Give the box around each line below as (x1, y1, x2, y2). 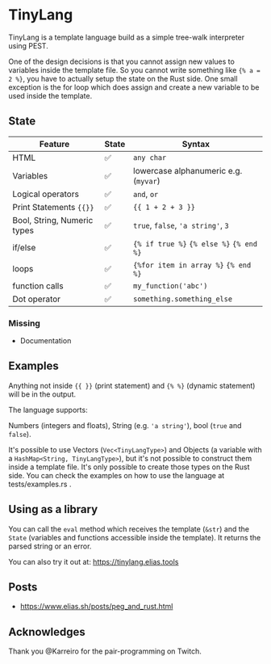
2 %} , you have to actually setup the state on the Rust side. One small (8, 74, 238, 83)
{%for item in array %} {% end (132, 260, 252, 270)
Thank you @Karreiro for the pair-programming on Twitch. (8, 646, 202, 656)
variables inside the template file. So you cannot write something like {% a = (8, 65, 261, 74)
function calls (12, 280, 64, 292)
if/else (12, 242, 36, 253)
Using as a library (8, 502, 98, 516)
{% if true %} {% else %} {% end (132, 239, 258, 248)
